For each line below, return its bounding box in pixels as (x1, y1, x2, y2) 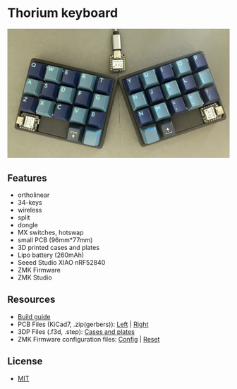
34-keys (17, 198, 42, 207)
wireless (17, 206, 42, 215)
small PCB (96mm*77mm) (17, 236, 93, 244)
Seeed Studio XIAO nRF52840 (17, 258, 106, 267)
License (7, 355, 43, 368)
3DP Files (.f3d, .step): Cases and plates (17, 327, 135, 336)
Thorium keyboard (7, 5, 119, 21)
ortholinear (17, 191, 50, 199)
